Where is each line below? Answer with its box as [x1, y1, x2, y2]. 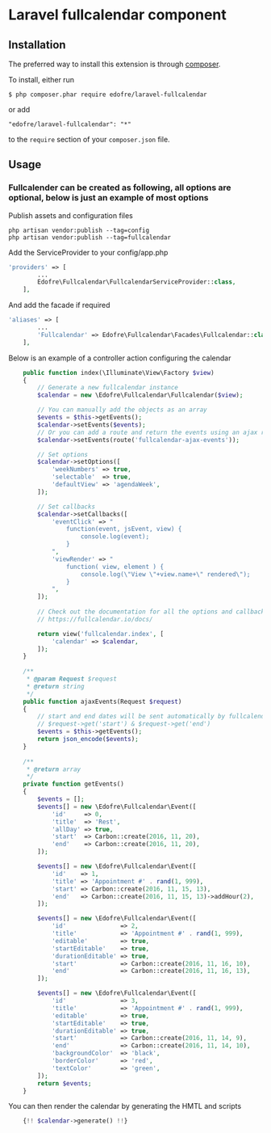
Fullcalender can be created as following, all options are [8, 182, 231, 193]
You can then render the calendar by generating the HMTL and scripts [8, 1101, 242, 1111]
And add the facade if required [8, 301, 110, 310]
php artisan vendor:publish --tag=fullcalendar [8, 233, 172, 242]
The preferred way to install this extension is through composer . [8, 59, 221, 69]
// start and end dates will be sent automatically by [37, 713, 226, 721]
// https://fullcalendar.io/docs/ [37, 615, 153, 623]
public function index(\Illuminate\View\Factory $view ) [23, 369, 215, 377]
